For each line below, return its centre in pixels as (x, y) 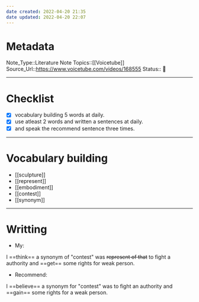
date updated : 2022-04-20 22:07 (46, 17)
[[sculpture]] (30, 175)
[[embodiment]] (34, 187)
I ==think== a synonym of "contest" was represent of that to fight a (88, 257)
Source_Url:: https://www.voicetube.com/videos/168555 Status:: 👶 (86, 69)
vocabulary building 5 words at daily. (60, 115)
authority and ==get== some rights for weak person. (70, 264)
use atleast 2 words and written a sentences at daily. (79, 121)
